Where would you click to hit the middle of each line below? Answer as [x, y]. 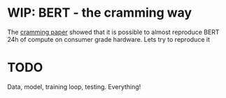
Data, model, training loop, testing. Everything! [74, 87]
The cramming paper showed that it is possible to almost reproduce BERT [113, 32]
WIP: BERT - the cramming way [100, 13]
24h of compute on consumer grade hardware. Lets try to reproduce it [108, 39]
